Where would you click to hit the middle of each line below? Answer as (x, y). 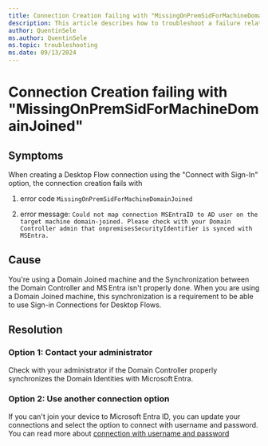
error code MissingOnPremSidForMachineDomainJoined (106, 199)
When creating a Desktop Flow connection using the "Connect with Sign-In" (133, 175)
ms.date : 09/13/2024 (43, 53)
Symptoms (36, 155)
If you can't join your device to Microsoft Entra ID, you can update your (124, 416)
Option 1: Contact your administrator (81, 353)
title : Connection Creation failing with (78, 16)
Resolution (35, 330)
